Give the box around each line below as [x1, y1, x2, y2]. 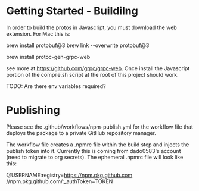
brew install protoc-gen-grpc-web [6, 53, 91, 60]
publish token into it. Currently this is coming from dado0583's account [6, 147, 181, 154]
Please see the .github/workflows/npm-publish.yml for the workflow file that [6, 123, 194, 130]
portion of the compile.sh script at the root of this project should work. [6, 71, 179, 78]
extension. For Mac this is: [6, 30, 71, 37]
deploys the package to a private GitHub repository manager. [6, 129, 157, 136]
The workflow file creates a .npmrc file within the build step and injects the [6, 141, 189, 148]
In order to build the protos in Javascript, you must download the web [6, 24, 177, 31]
